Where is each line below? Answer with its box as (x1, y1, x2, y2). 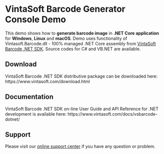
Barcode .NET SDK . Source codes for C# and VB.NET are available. (5, 46, 141, 52)
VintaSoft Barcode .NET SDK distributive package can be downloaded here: (5, 73, 158, 79)
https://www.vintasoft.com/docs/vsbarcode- (68, 111, 158, 117)
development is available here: (5, 111, 67, 117)
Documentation (5, 92, 54, 101)
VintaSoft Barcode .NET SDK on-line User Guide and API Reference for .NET (5, 106, 159, 112)
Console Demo (5, 14, 66, 25)
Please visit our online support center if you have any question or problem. (5, 144, 156, 150)
